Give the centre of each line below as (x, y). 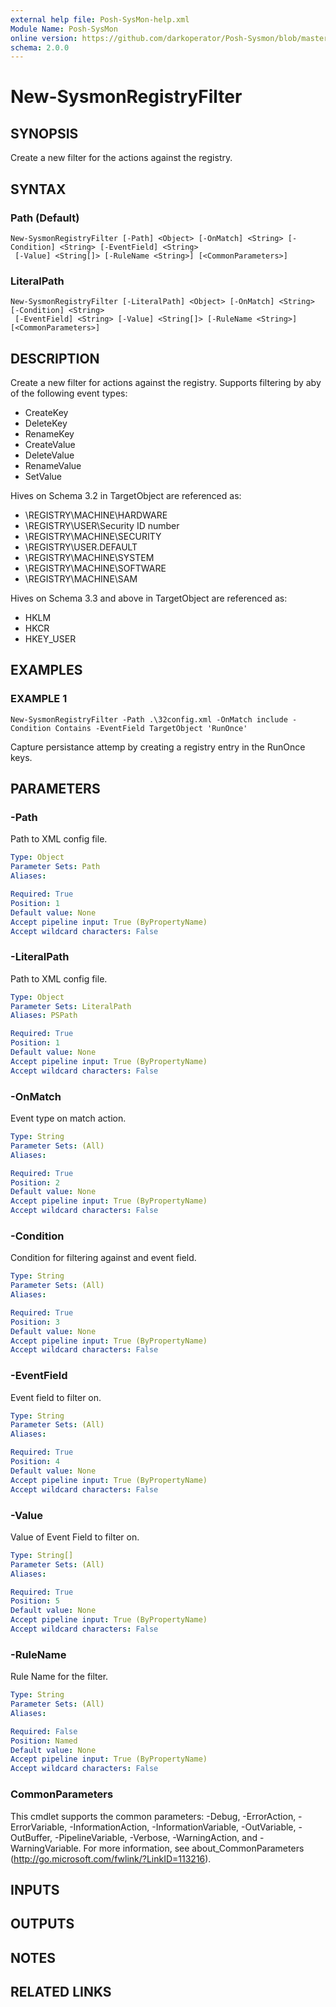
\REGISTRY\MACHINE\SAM (81, 579)
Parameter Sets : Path (55, 867)
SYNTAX (38, 189)
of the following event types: (69, 393)
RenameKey (49, 434)
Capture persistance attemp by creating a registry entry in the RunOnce (158, 747)
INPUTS (35, 1889)
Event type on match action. (68, 1118)
